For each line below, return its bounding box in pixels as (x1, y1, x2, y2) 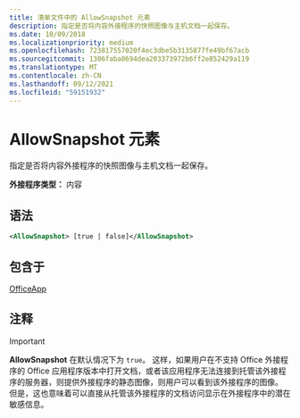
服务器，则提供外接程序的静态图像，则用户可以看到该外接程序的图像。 (24, 376, 283, 387)
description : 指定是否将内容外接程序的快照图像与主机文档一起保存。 (9, 21, 235, 30)
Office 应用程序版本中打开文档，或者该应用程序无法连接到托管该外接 (26, 365, 279, 376)
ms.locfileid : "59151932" (9, 88, 105, 96)
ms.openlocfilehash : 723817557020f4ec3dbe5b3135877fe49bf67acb (9, 46, 250, 55)
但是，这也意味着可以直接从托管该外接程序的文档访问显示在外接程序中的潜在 (9, 388, 291, 398)
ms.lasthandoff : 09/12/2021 (9, 79, 114, 88)
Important (9, 336, 46, 347)
